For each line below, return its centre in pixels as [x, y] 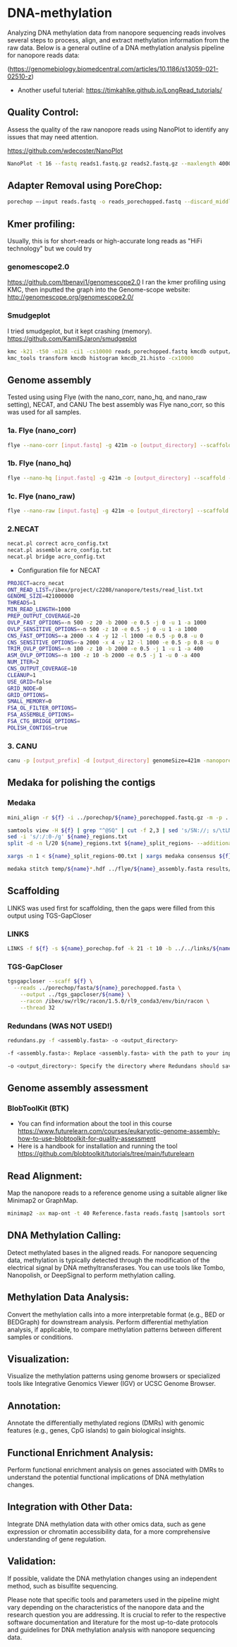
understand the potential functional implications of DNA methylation [106, 1477]
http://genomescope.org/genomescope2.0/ [71, 297]
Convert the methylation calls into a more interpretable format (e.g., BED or [116, 1314]
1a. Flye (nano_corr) [42, 431]
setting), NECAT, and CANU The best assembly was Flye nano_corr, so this [116, 405]
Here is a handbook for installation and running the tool [97, 1146]
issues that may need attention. [53, 137]
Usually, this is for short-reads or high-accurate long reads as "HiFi [105, 241]
